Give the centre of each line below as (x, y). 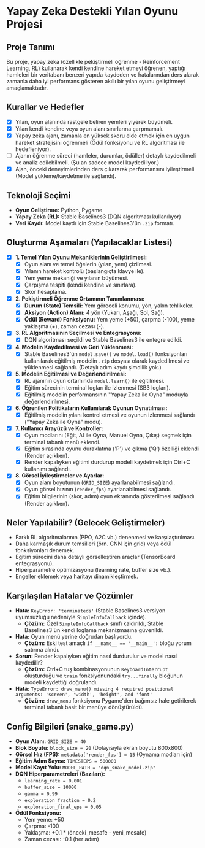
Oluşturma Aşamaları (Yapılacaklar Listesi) (89, 243)
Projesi (24, 24)
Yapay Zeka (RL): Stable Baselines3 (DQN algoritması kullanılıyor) (98, 217)
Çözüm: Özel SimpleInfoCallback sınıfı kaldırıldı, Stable (94, 623)
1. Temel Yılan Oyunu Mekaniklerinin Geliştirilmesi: (81, 257)
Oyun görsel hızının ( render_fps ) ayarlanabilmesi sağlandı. (98, 490)
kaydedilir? (29, 663)
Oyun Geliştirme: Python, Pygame (59, 210)
